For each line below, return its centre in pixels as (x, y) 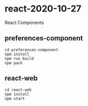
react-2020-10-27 (43, 9)
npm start (15, 98)
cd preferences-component (31, 50)
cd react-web (18, 90)
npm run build (19, 58)
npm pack (14, 63)
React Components (24, 22)
